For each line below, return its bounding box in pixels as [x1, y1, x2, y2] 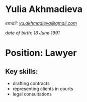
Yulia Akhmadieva [5, 3, 83, 15]
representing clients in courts [12, 85, 73, 91]
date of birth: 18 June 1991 [5, 29, 60, 35]
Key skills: [5, 67, 38, 75]
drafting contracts [12, 80, 50, 86]
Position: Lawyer [5, 47, 77, 58]
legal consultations [12, 91, 52, 97]
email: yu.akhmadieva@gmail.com [5, 20, 77, 26]
